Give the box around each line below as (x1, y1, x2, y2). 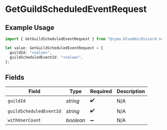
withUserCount (7, 118, 41, 123)
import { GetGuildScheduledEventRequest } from (5, 36, 106, 41)
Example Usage (5, 23, 55, 32)
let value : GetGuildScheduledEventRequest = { (5, 45, 103, 50)
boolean (66, 117, 85, 124)
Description (116, 88, 145, 95)
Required (90, 88, 112, 95)
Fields (5, 73, 25, 82)
